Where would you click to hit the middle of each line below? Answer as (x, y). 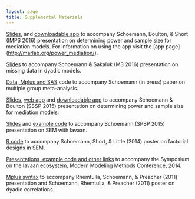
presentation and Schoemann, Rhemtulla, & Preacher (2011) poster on (90, 183)
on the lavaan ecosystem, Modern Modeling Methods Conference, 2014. (94, 165)
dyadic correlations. (30, 189)
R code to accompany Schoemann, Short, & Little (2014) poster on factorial (97, 141)
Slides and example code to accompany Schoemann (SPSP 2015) (85, 123)
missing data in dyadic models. (44, 70)
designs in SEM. (26, 148)
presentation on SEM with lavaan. (47, 130)
